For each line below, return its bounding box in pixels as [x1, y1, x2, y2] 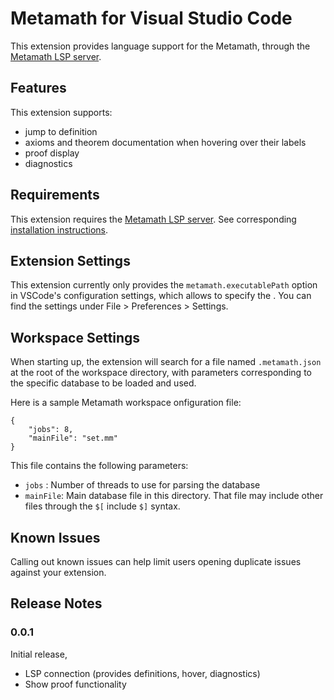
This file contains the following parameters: [10, 460, 189, 472]
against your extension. [10, 567, 107, 578]
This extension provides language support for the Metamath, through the [10, 40, 311, 52]
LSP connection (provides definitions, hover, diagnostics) [24, 667, 261, 679]
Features [10, 80, 67, 97]
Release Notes [10, 595, 103, 612]
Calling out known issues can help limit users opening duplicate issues [10, 556, 302, 567]
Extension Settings [10, 252, 131, 269]
